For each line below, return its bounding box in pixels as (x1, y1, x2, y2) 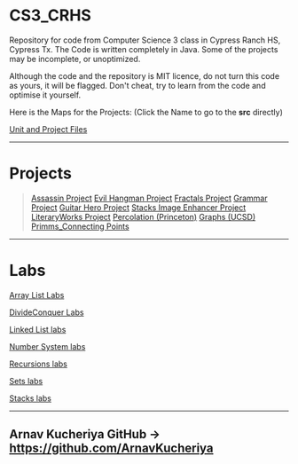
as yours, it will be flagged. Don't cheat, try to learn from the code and (9, 80, 266, 90)
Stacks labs (9, 392, 51, 404)
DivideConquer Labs (9, 307, 84, 318)
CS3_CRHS (9, 5, 91, 26)
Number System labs (9, 341, 86, 351)
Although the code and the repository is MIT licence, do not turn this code (9, 70, 280, 81)
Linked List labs (9, 324, 67, 334)
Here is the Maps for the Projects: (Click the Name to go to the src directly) (9, 106, 284, 117)
